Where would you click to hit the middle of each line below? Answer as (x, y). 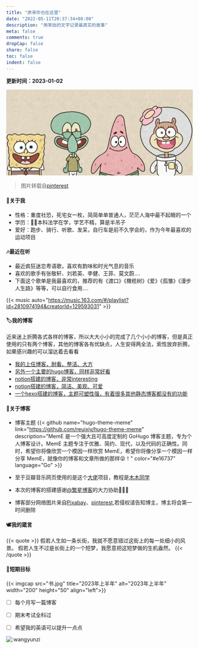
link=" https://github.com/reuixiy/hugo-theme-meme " (79, 429)
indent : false (24, 62)
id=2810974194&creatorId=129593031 (53, 306)
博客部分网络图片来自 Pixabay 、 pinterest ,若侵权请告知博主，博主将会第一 (103, 503)
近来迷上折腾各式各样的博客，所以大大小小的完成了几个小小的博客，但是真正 (99, 337)
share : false (22, 50)
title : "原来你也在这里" (33, 12)
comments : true (25, 38)
